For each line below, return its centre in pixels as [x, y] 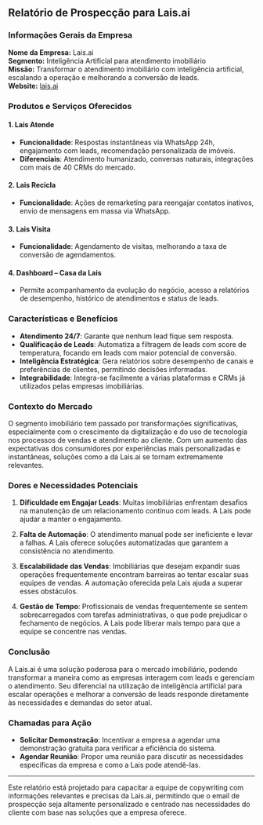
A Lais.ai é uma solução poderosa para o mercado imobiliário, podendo [123, 669]
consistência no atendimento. [67, 551]
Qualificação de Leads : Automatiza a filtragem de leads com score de [133, 344]
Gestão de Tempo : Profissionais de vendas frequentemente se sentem [133, 607]
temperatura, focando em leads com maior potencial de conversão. [128, 352]
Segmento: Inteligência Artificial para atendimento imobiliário [107, 60]
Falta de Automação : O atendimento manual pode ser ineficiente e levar [136, 535]
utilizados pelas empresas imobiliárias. [82, 386]
